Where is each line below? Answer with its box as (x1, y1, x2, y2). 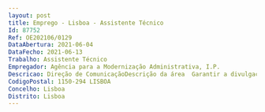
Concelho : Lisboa (8, 84, 65, 93)
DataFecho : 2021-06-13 (8, 48, 83, 56)
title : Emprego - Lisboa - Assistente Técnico (8, 19, 164, 27)
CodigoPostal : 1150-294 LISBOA (8, 77, 111, 85)
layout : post (8, 11, 51, 20)
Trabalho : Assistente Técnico (8, 56, 108, 64)
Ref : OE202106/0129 (8, 33, 73, 42)
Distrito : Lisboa (8, 92, 65, 100)
